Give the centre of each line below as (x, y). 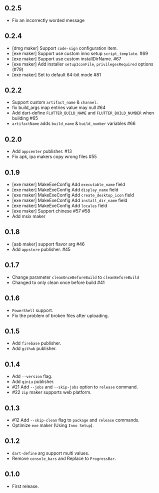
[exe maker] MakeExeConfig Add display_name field (65, 190)
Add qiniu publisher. (33, 381)
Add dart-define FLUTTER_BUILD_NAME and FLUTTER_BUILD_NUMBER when (83, 113)
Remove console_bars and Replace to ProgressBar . (64, 458)
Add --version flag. (32, 376)
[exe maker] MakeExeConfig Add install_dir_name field (69, 200)
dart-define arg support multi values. (50, 453)
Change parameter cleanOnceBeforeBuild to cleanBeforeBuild (75, 277)
